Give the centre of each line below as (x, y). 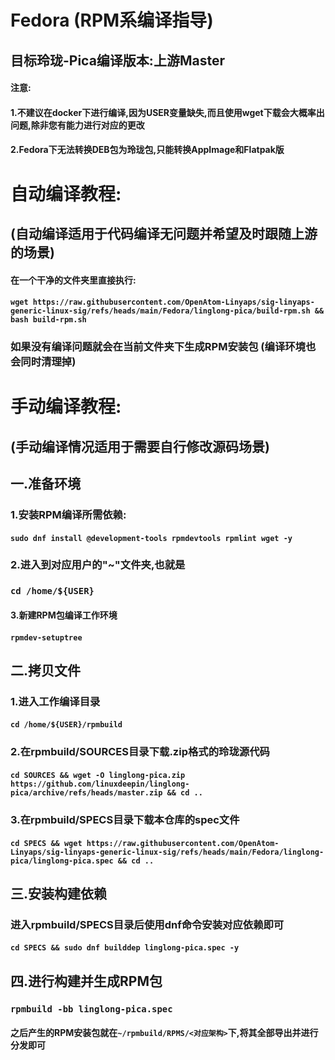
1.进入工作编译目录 (55, 701)
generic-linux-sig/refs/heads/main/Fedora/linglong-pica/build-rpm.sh (160, 311)
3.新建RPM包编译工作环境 (64, 615)
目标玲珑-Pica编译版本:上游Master (117, 60)
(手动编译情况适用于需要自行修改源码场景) (140, 446)
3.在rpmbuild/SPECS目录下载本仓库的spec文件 (125, 819)
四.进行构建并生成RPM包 (86, 981)
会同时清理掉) (43, 362)
